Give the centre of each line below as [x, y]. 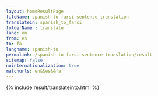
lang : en [17, 33]
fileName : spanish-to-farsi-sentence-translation [68, 17]
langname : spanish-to [32, 49]
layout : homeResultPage [35, 11]
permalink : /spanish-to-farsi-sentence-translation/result [79, 55]
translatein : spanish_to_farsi [44, 22]
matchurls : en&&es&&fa [34, 71]
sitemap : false [24, 60]
